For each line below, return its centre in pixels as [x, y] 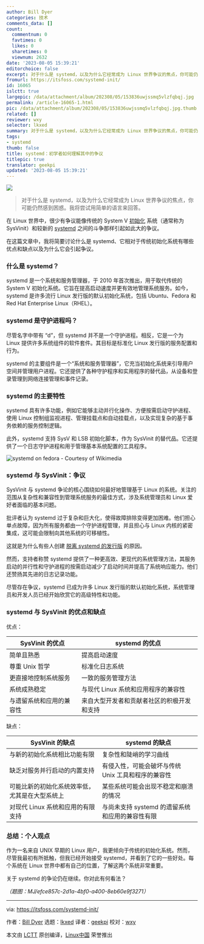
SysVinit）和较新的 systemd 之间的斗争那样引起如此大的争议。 [84, 229]
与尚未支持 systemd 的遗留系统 [146, 807]
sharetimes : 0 [29, 52]
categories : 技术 [27, 18]
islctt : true [23, 91]
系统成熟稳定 [28, 689]
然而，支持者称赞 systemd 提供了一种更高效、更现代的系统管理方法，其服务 [101, 559]
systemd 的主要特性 [36, 396]
